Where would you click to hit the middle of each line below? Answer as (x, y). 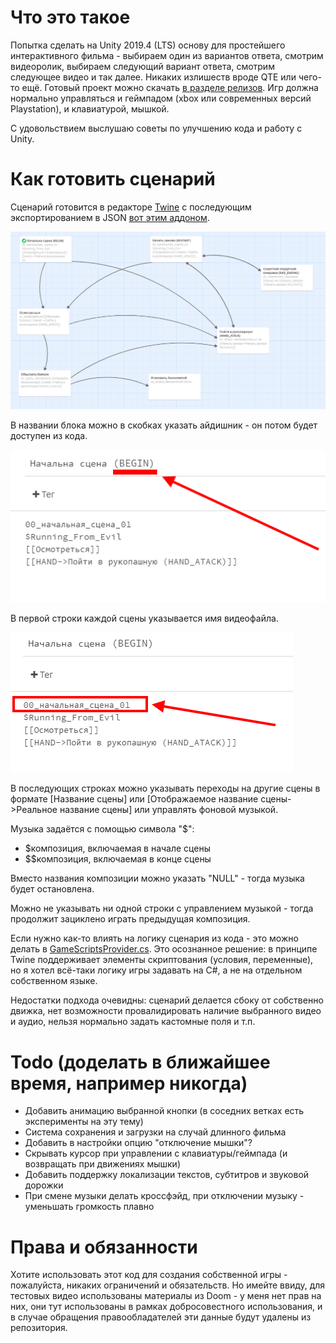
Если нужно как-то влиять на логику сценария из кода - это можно (154, 938)
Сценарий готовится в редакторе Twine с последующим (131, 207)
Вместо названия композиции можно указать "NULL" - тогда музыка (157, 878)
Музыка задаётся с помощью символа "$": (102, 829)
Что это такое (70, 17)
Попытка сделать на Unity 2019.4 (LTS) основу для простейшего (148, 45)
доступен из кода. (49, 435)
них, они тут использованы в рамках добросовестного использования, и (166, 1307)
